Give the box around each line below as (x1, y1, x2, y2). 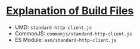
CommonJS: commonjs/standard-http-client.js (14, 30, 132, 37)
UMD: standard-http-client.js (14, 24, 92, 31)
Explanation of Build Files (6, 4, 134, 18)
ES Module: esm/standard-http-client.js (14, 36, 117, 43)
